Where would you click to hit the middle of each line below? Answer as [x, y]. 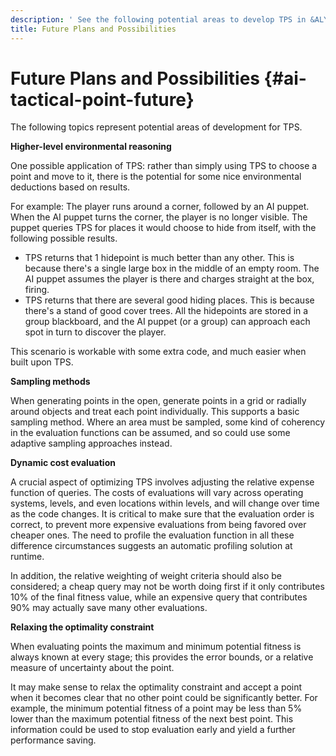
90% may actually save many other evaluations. [109, 608]
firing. [37, 290]
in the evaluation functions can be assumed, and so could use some [150, 433]
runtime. [27, 557]
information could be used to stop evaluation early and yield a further [153, 730]
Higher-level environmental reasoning [91, 147]
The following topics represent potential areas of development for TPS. [156, 127]
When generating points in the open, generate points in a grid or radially [158, 401]
